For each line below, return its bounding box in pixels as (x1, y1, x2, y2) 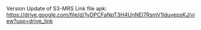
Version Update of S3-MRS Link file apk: (6, 5, 107, 12)
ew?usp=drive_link (6, 18, 53, 24)
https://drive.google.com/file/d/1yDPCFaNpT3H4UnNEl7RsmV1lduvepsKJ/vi (6, 11, 195, 18)
